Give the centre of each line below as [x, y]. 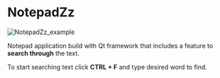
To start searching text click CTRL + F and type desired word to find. [108, 67]
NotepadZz [41, 12]
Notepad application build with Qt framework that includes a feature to [110, 45]
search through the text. [43, 53]
